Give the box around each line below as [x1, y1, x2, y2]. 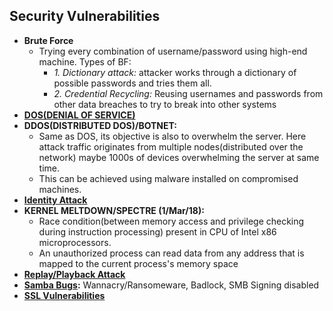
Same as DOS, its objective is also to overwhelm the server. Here [38, 130, 307, 142]
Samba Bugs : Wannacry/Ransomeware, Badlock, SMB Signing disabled [23, 279, 320, 291]
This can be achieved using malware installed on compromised [38, 172, 299, 184]
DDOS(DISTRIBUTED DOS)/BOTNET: [23, 119, 177, 131]
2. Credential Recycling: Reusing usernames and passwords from [53, 87, 324, 99]
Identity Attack [23, 194, 88, 206]
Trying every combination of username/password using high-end [38, 45, 308, 57]
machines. [38, 183, 82, 195]
